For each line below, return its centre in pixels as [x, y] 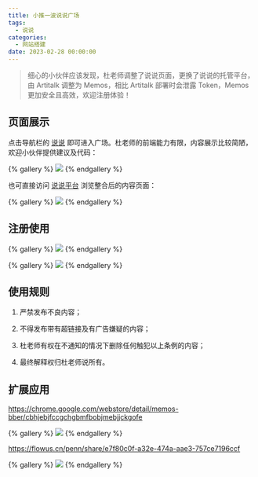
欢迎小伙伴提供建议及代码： [53, 152]
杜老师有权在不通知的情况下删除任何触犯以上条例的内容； [112, 346]
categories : [27, 37]
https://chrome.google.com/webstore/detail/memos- [93, 409]
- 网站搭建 [31, 45]
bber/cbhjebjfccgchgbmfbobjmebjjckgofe [75, 417]
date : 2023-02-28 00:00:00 [52, 52]
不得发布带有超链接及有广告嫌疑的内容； [85, 329]
